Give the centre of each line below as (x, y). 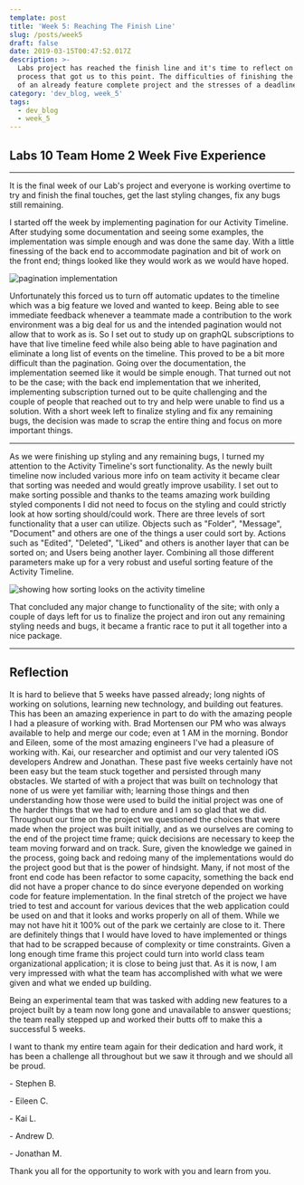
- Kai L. (23, 1118)
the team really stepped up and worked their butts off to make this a (136, 1019)
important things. (41, 430)
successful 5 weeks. (47, 1029)
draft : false (34, 43)
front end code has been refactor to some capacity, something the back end (152, 877)
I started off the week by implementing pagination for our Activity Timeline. (149, 222)
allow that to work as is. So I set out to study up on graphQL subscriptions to (152, 334)
